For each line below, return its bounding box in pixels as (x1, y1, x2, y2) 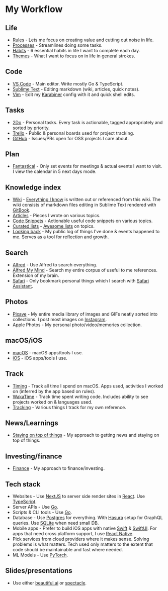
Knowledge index (5, 183, 61, 191)
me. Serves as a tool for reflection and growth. (12, 234, 109, 240)
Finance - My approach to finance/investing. (12, 465, 105, 471)
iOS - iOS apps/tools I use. (12, 355, 68, 361)
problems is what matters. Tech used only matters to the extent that (12, 541, 153, 547)
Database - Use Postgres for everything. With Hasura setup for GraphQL (12, 514, 163, 521)
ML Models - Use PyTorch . (12, 552, 68, 558)
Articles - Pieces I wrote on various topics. (12, 213, 101, 219)
